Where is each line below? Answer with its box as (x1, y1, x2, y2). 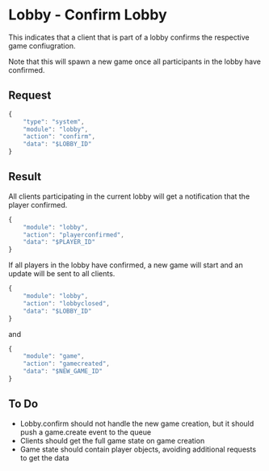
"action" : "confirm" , (23, 132, 95, 141)
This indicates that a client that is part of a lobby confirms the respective (8, 32, 250, 42)
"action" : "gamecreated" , (23, 360, 111, 368)
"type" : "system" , (23, 117, 85, 126)
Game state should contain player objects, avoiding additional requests (19, 444, 257, 454)
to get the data (19, 452, 69, 462)
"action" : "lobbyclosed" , (23, 299, 111, 308)
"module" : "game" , (23, 352, 85, 360)
